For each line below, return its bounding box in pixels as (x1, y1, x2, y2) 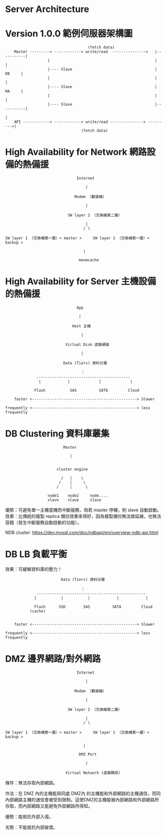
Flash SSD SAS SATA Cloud (34, 604, 153, 609)
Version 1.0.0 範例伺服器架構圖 (5, 28, 133, 40)
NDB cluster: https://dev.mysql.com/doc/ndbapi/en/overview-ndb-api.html (5, 529, 159, 535)
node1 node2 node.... (47, 493, 108, 498)
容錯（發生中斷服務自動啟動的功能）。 (5, 519, 82, 525)
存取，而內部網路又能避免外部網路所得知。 (5, 803, 93, 809)
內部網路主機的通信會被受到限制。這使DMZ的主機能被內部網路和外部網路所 (5, 796, 160, 802)
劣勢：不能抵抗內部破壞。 (5, 824, 58, 830)
